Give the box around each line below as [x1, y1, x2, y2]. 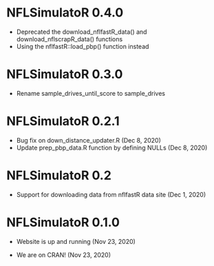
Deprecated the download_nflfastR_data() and [16, 28, 147, 36]
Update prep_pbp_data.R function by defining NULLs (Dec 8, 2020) [16, 143, 208, 152]
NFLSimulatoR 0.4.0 [6, 5, 124, 21]
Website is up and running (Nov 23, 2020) [16, 237, 136, 245]
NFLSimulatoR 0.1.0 [6, 214, 120, 230]
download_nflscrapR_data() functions [16, 34, 123, 43]
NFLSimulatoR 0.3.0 [6, 67, 123, 82]
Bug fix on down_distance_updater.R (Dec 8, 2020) [16, 136, 161, 144]
